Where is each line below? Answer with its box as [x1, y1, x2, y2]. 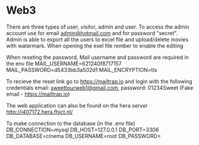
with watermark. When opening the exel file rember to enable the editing [6, 42, 184, 49]
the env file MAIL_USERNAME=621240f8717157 [6, 60, 122, 67]
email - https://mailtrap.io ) [6, 90, 70, 97]
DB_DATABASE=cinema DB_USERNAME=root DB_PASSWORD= [6, 132, 162, 140]
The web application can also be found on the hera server [6, 102, 148, 109]
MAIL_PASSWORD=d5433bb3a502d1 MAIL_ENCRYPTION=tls [6, 66, 157, 73]
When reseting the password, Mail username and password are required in [6, 53, 189, 61]
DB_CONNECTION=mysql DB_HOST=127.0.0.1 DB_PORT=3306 [6, 126, 159, 133]
